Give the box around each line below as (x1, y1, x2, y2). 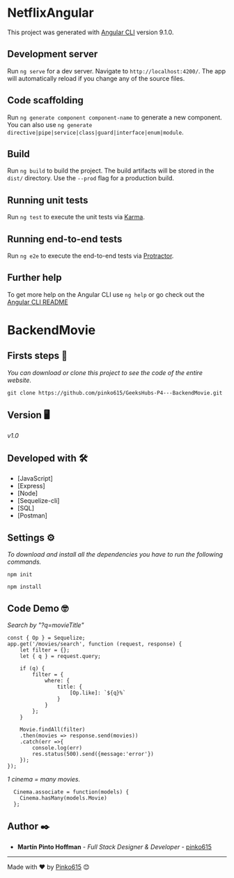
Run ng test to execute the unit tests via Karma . (7, 213, 145, 221)
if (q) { (19, 665, 45, 672)
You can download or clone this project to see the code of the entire (7, 368, 203, 376)
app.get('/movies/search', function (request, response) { (7, 641, 182, 647)
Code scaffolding (7, 94, 84, 106)
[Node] (17, 489, 38, 497)
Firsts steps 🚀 (7, 350, 68, 362)
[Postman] (17, 511, 47, 520)
